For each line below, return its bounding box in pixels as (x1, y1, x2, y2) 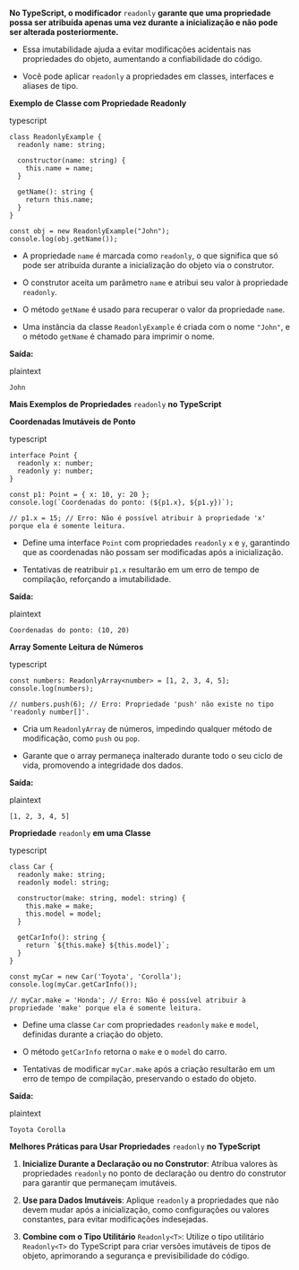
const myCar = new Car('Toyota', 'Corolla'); (9, 972, 182, 981)
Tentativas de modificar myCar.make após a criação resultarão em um (21, 1064, 276, 1074)
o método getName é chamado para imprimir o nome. (21, 331, 215, 342)
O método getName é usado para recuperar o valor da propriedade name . (21, 304, 286, 315)
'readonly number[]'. (9, 708, 90, 717)
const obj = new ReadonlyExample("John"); (9, 227, 170, 236)
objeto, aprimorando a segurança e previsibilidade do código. (21, 1250, 250, 1261)
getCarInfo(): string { (17, 933, 106, 942)
